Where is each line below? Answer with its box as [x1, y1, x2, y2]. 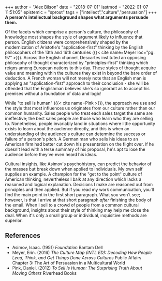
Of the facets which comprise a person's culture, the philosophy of [5, 29, 139, 34]
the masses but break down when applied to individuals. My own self [5, 166, 143, 172]
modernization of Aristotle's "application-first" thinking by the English [5, 45, 144, 50]
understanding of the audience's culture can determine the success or [5, 131, 146, 137]
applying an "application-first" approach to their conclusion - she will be [5, 80, 149, 86]
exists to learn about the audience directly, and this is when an [5, 126, 130, 131]
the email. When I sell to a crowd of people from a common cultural [5, 202, 139, 208]
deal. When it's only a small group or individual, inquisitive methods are [5, 213, 147, 218]
